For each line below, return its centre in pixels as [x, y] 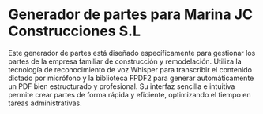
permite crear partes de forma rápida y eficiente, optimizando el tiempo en [130, 94]
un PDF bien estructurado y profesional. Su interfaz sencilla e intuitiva [122, 86]
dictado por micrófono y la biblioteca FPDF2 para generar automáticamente [131, 78]
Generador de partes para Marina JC [130, 15]
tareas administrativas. [45, 103]
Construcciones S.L [74, 31]
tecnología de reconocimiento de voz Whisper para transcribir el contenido [130, 69]
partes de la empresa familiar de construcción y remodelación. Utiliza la [125, 61]
